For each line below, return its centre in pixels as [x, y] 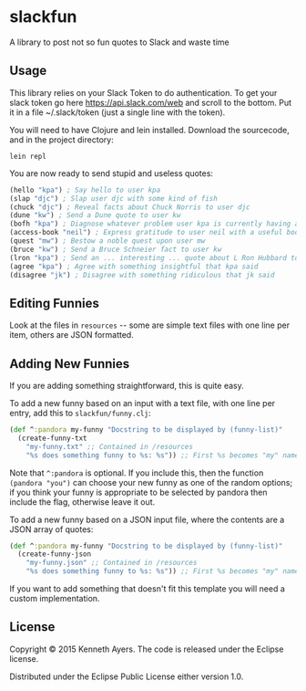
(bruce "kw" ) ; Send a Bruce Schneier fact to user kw [116, 249]
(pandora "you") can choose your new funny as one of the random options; [151, 482]
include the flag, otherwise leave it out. [82, 502]
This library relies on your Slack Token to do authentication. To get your [143, 92]
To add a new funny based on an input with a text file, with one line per [143, 403]
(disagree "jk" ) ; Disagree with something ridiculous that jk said [142, 275]
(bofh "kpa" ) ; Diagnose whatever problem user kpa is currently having [150, 224]
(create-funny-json [55, 554]
